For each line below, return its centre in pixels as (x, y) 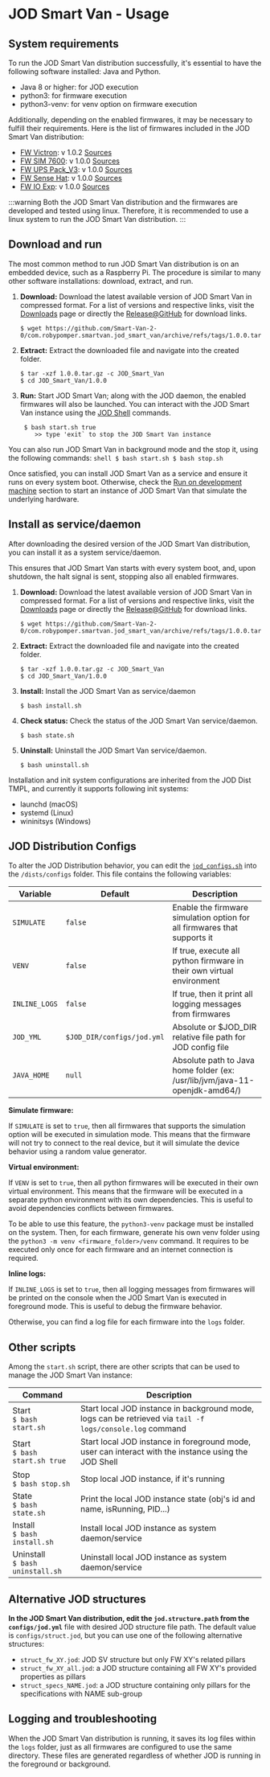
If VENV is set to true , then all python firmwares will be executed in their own (133, 1183)
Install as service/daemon (75, 525)
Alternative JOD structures (77, 1599)
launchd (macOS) (49, 804)
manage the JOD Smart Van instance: (70, 1375)
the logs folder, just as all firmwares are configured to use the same (120, 1746)
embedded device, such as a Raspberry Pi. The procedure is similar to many (135, 272)
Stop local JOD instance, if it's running (152, 1479)
